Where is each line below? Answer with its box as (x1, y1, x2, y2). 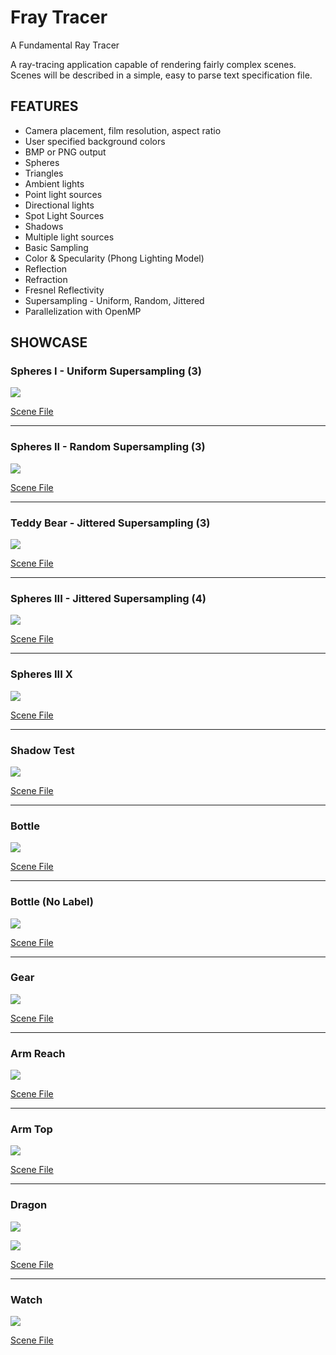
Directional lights (24, 199, 95, 211)
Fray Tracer (10, 6, 108, 29)
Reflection (24, 262, 68, 275)
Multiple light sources (24, 231, 115, 243)
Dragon (10, 1198, 48, 1212)
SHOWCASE (10, 334, 88, 351)
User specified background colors (24, 135, 166, 147)
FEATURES (10, 98, 79, 115)
